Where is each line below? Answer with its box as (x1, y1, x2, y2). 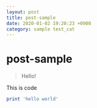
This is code (6, 84, 37, 92)
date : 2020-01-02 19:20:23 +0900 (6, 20, 92, 26)
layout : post (6, 9, 40, 15)
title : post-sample (6, 15, 56, 21)
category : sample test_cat (6, 26, 75, 32)
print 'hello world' (6, 96, 59, 103)
